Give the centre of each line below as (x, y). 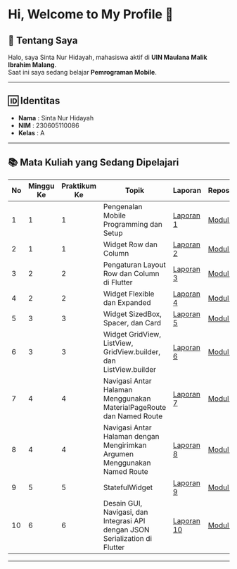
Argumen (118, 454)
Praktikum (79, 186)
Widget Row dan (130, 244)
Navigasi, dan (126, 512)
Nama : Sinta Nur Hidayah (56, 118)
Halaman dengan (131, 436)
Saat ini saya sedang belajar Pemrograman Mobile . (82, 72)
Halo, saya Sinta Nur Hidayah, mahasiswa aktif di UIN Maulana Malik (108, 57)
